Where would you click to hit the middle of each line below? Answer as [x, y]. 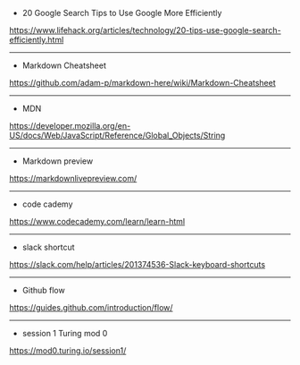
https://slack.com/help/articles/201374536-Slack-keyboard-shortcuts [137, 264]
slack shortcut [48, 247]
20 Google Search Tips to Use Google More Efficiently [122, 13]
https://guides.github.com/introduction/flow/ [91, 307]
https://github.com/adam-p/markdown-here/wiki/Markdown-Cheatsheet [143, 83]
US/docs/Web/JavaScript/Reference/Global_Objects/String [117, 135]
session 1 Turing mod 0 [65, 333]
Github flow [43, 290]
